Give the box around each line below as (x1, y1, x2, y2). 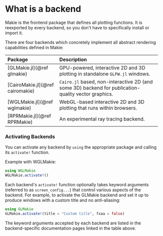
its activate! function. (5, 150, 49, 156)
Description (59, 56, 87, 63)
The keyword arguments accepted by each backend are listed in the (5, 220, 141, 226)
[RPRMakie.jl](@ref (7, 112, 51, 119)
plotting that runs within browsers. (59, 104, 137, 111)
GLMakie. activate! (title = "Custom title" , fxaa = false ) (5, 211, 125, 216)
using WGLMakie (5, 168, 36, 174)
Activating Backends (5, 133, 55, 140)
